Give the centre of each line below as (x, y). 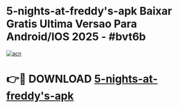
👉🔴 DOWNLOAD (49, 79)
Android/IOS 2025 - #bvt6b (76, 37)
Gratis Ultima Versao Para (72, 24)
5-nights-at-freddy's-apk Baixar (89, 11)
